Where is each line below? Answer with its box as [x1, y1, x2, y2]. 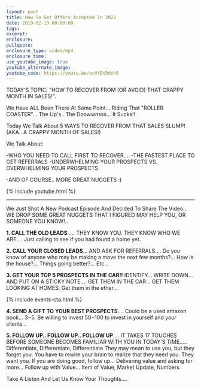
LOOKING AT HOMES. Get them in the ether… [6, 284, 118, 292]
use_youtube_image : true [6, 59, 68, 65]
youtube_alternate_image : [6, 64, 71, 71]
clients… [6, 320, 28, 328]
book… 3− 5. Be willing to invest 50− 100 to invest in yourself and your [6, 314, 176, 321]
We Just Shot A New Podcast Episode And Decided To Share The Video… [6, 205, 188, 213]
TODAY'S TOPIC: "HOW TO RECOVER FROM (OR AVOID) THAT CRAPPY [6, 86, 184, 93]
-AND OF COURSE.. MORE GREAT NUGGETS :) [6, 176, 122, 183]
